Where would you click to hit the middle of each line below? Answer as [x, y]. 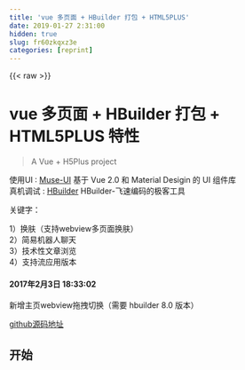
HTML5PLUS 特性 [75, 136]
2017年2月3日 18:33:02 [53, 284]
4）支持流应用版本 [43, 262]
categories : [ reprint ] [51, 51]
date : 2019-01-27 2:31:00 [57, 26]
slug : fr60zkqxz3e [43, 42]
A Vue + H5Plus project [74, 161]
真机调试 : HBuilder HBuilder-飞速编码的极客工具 [98, 191]
